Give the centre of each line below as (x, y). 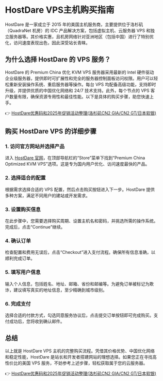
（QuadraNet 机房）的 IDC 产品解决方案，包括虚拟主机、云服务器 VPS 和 (78, 30)
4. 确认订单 (18, 241)
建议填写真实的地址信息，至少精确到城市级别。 (60, 290)
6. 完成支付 (18, 304)
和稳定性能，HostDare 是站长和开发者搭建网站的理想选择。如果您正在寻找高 (81, 357)
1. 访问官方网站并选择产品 (35, 147)
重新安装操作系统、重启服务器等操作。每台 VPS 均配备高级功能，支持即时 (82, 84)
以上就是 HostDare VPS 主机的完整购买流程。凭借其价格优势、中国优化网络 (80, 351)
